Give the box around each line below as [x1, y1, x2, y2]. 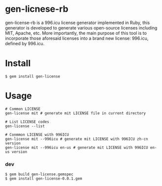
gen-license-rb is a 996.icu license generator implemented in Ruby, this [5, 20, 150, 26]
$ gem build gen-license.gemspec [5, 172, 74, 177]
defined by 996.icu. [5, 40, 45, 46]
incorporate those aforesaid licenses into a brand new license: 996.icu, [5, 35, 149, 41]
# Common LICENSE [5, 106, 41, 111]
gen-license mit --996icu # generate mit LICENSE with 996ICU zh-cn [5, 136, 148, 141]
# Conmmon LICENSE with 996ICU [5, 132, 69, 137]
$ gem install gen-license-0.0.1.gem [5, 176, 82, 181]
